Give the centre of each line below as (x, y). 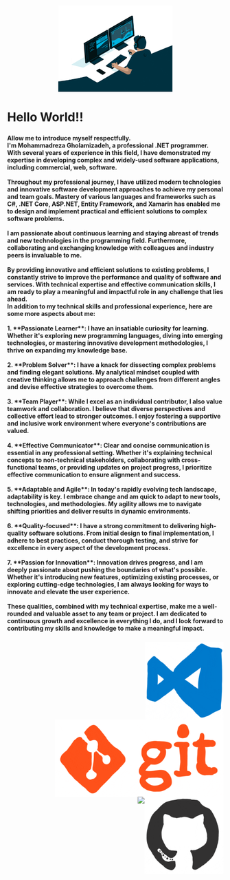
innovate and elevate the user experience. (69, 592)
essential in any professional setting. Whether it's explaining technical (110, 453)
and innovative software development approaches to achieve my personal (115, 189)
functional (22, 468)
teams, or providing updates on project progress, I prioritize (125, 468)
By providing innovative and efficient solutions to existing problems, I (108, 270)
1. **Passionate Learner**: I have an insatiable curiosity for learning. (108, 328)
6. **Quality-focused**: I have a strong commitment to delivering (103, 526)
